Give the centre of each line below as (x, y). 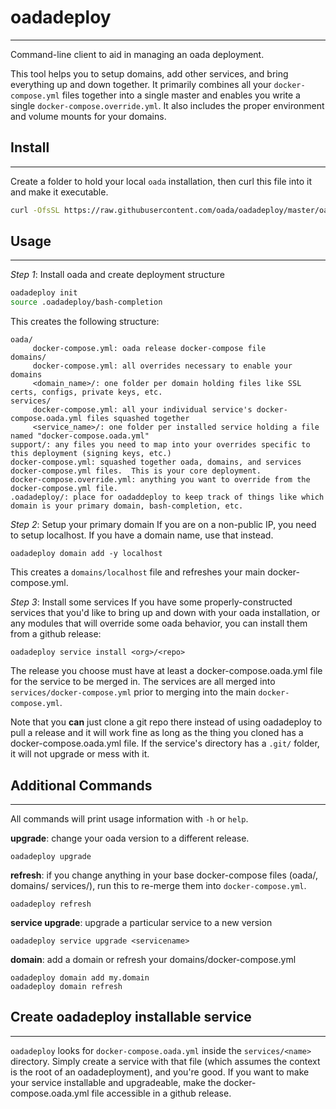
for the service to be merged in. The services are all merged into (143, 682)
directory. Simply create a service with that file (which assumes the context (165, 1061)
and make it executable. (59, 192)
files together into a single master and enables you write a (181, 95)
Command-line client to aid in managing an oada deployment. (137, 54)
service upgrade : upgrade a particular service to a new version (141, 922)
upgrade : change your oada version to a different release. (130, 838)
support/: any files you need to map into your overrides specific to (160, 445)
